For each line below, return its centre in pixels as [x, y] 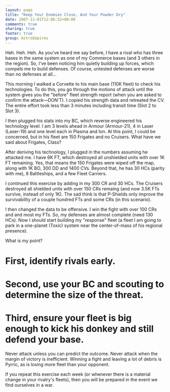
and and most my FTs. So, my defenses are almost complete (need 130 [79, 214]
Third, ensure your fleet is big [69, 318]
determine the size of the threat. [74, 295]
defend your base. [45, 340]
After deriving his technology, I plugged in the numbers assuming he [77, 152]
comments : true [21, 24]
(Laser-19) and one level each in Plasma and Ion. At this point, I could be [80, 131]
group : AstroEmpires [27, 38]
